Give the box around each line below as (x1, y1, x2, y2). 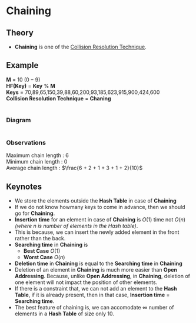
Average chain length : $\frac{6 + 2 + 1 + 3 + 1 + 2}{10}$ (6, 164, 143, 172)
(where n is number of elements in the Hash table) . (14, 223, 138, 230)
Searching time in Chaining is (14, 241, 88, 249)
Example (6, 60, 39, 70)
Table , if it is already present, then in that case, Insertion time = (14, 291, 170, 299)
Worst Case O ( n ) (23, 254, 65, 261)
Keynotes (6, 181, 42, 191)
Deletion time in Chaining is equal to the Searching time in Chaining (14, 260, 182, 267)
